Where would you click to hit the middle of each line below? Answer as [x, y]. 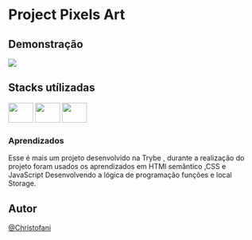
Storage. [22, 183]
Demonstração [46, 44]
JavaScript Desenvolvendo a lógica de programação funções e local [120, 175]
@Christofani [30, 227]
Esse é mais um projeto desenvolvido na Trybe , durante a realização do [126, 158]
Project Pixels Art [67, 15]
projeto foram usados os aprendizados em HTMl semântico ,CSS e [117, 167]
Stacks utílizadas [52, 88]
